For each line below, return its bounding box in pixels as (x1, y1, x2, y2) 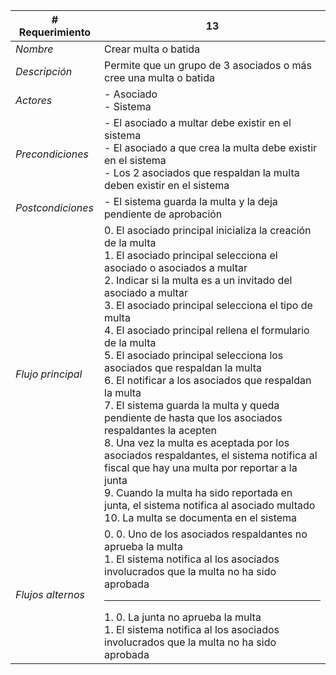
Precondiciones (15, 147, 89, 161)
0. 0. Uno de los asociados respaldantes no (104, 527, 308, 541)
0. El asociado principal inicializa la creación (104, 224, 312, 237)
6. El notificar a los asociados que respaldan (104, 374, 312, 387)
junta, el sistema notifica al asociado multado (104, 499, 316, 512)
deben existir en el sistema (104, 179, 230, 192)
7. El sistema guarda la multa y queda (104, 399, 280, 412)
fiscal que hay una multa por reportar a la (104, 461, 298, 474)
